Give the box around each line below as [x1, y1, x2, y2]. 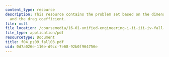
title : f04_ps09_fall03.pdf [5, 40, 64, 45]
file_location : [5, 26, 37, 31]
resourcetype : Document [5, 35, 55, 40]
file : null [5, 21, 28, 26]
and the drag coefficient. [10, 16, 66, 21]
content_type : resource [5, 7, 55, 12]
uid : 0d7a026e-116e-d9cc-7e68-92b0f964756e [5, 44, 98, 49]
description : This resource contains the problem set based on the [5, 12, 150, 17]
